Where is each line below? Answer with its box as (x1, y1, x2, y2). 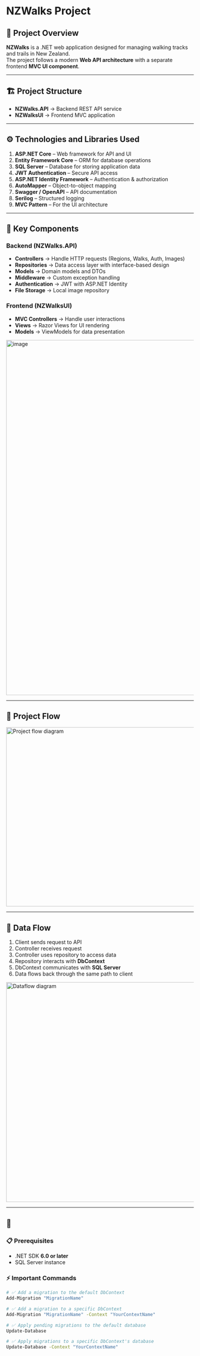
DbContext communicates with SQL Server (14, 964, 121, 971)
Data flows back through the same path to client (14, 970, 133, 977)
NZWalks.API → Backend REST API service (14, 105, 122, 112)
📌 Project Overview (6, 28, 79, 38)
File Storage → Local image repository (14, 287, 110, 294)
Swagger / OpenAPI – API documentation (14, 188, 117, 195)
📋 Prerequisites (6, 1236, 54, 1244)
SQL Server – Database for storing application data (14, 163, 140, 170)
